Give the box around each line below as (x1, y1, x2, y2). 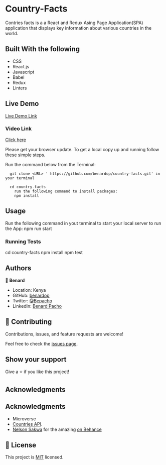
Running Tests (5, 238, 41, 245)
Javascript (12, 69, 35, 75)
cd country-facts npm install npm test (5, 249, 83, 255)
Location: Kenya (12, 287, 46, 293)
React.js (12, 63, 30, 69)
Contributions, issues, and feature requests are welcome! (5, 331, 124, 337)
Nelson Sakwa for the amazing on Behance (12, 426, 102, 432)
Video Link (5, 125, 32, 132)
